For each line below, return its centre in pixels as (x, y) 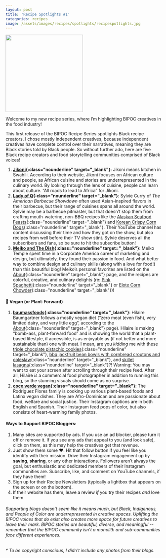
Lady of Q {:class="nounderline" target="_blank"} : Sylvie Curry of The (86, 196)
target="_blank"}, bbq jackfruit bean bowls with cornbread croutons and (86, 355)
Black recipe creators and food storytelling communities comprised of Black (83, 155)
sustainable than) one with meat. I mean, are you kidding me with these (85, 344)
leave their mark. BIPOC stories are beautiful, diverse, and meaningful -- (80, 524)
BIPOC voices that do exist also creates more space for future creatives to (82, 519)
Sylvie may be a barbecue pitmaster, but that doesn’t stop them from (83, 212)
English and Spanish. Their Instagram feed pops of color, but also (79, 407)
